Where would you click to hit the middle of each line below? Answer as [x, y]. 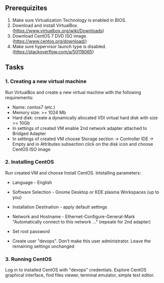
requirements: [19, 97]
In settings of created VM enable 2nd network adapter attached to [80, 128]
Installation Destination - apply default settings [60, 207]
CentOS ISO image [31, 149]
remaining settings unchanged [43, 246]
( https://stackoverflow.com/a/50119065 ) [53, 52]
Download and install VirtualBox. [45, 25]
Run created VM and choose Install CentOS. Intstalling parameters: [73, 172]
